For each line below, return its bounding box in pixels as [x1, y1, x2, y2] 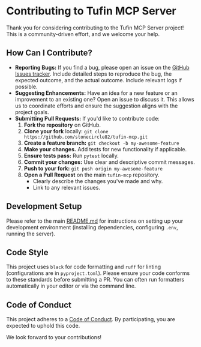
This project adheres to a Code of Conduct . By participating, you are [6, 316, 176, 323]
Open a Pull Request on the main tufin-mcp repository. [23, 171, 160, 178]
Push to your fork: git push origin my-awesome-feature [23, 164, 163, 172]
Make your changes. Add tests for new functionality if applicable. [23, 145, 187, 152]
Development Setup [6, 201, 82, 211]
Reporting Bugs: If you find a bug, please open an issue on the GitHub [14, 64, 190, 71]
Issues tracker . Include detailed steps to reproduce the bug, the [14, 70, 172, 77]
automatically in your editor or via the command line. [6, 282, 136, 289]
